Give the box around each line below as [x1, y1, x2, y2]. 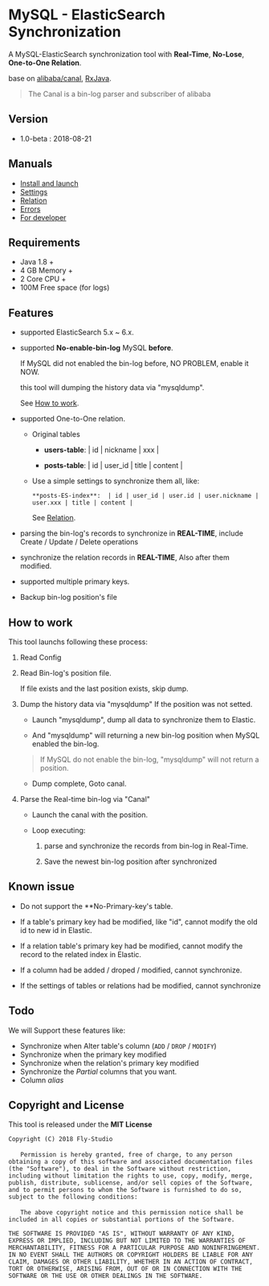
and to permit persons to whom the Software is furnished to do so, [8, 1186, 243, 1194]
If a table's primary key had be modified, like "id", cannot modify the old [19, 917, 258, 926]
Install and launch [19, 179, 79, 188]
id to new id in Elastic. [19, 925, 92, 935]
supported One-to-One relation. [19, 414, 126, 424]
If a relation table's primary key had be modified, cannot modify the [19, 941, 243, 951]
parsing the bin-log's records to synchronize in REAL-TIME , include [19, 528, 243, 538]
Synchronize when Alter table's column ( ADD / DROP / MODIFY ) [19, 1041, 217, 1050]
